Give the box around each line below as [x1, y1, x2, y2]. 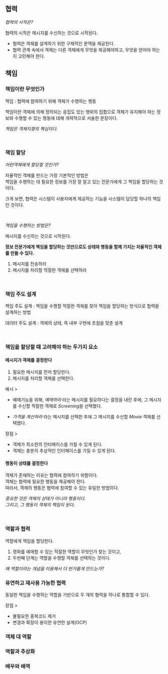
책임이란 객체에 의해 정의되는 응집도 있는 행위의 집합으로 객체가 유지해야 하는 [5, 109, 156, 115]
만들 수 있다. [10, 250, 34, 256]
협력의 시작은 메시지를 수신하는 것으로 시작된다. [5, 30, 98, 36]
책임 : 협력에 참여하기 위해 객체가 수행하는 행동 [5, 98, 97, 104]
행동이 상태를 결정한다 [5, 460, 48, 466]
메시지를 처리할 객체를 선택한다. [12, 376, 74, 382]
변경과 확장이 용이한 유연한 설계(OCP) [12, 620, 87, 626]
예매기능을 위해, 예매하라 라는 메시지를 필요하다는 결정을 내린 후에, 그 [12, 397, 148, 403]
